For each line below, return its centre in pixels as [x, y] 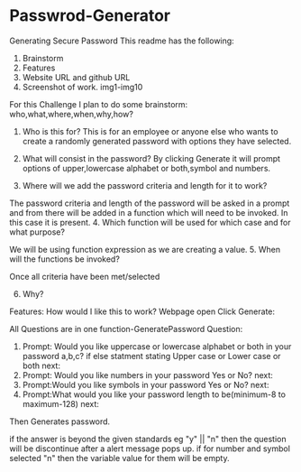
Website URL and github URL [76, 77]
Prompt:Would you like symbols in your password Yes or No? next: [146, 384]
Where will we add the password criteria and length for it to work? [145, 185]
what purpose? [37, 232]
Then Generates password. [60, 421]
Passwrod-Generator [90, 16]
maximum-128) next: [60, 403]
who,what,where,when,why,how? [71, 114]
